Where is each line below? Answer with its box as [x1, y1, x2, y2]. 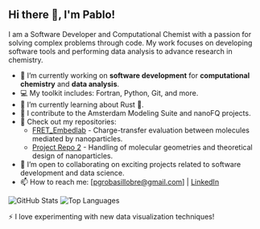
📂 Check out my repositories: [19, 117, 117, 126]
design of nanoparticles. [31, 150, 113, 161]
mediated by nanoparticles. [31, 133, 123, 143]
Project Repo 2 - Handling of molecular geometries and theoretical [31, 142, 253, 152]
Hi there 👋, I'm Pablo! [8, 8, 115, 22]
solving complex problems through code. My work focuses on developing [8, 38, 253, 47]
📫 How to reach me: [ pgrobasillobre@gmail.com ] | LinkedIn [19, 177, 220, 186]
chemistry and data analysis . [19, 79, 120, 88]
